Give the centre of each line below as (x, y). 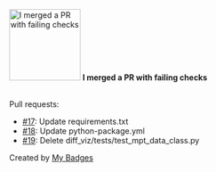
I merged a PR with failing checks (145, 78)
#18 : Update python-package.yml (83, 131)
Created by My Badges (51, 158)
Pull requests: (34, 104)
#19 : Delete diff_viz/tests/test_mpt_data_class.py (111, 140)
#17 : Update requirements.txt (75, 121)
